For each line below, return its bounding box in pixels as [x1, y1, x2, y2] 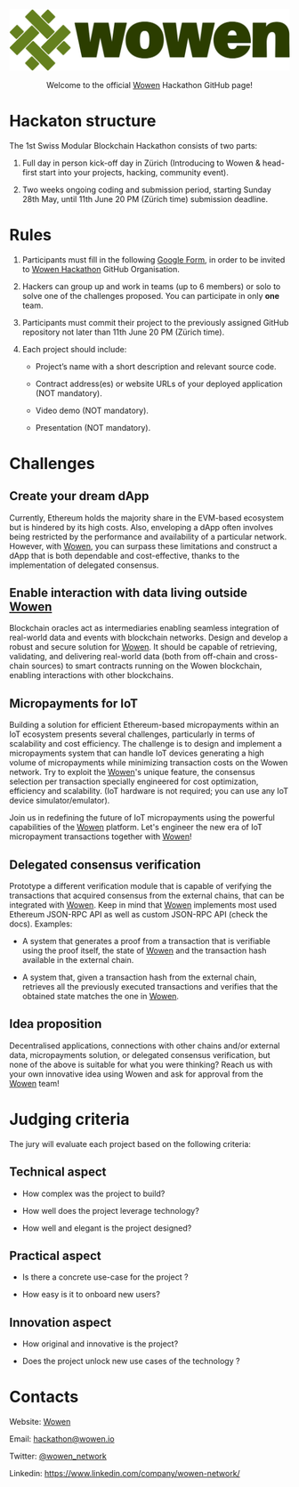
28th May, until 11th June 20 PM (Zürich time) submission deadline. [21, 193, 269, 204]
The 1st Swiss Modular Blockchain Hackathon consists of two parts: [9, 140, 258, 150]
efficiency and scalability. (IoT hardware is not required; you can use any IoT [9, 786, 289, 796]
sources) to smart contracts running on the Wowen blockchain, [30, 660, 263, 671]
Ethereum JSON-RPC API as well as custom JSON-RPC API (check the [9, 909, 269, 920]
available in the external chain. [21, 955, 134, 966]
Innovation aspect [9, 1314, 112, 1329]
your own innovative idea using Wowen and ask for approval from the [9, 1068, 264, 1079]
